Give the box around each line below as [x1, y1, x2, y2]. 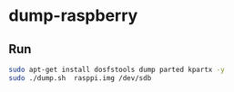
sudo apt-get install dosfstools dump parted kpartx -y [8, 65, 225, 74]
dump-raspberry [8, 5, 138, 26]
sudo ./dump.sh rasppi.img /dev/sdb [8, 73, 152, 82]
